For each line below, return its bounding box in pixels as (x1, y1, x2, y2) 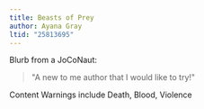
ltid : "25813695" (9, 30, 75, 39)
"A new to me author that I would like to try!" (31, 72, 196, 83)
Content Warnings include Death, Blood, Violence (9, 89, 192, 100)
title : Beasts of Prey (9, 13, 94, 23)
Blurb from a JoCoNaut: (9, 55, 97, 66)
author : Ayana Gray (9, 22, 83, 31)
